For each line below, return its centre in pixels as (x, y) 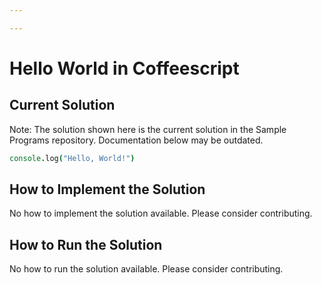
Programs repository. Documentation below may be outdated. (136, 140)
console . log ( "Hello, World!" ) (72, 158)
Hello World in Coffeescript (124, 68)
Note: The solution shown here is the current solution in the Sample (148, 129)
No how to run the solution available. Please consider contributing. (146, 269)
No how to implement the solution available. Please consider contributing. (161, 213)
